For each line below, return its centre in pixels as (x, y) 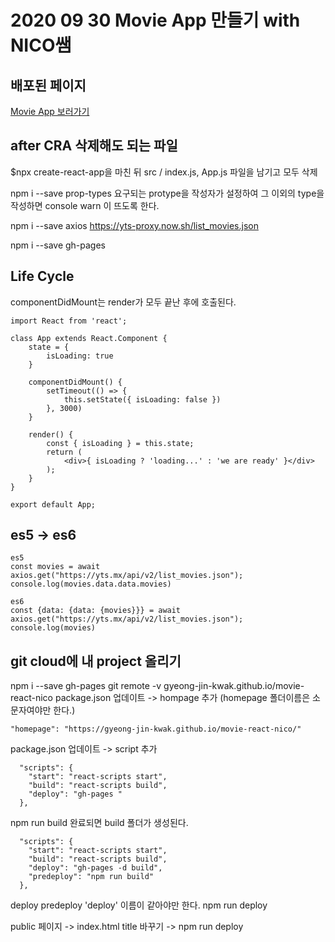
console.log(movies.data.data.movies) (91, 584)
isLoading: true (80, 356)
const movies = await (55, 567)
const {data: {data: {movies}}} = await (96, 611)
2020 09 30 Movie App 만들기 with (155, 20)
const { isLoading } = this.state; (120, 443)
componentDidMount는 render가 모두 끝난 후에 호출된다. (123, 302)
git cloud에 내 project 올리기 (96, 661)
